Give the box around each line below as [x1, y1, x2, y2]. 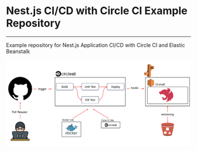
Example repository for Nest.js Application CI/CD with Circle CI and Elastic [6, 41, 185, 48]
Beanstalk [6, 48, 30, 55]
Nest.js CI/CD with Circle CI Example [6, 4, 188, 18]
